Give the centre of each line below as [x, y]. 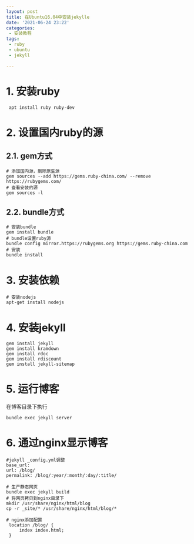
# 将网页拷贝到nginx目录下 [35, 498]
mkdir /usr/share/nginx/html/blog [48, 503]
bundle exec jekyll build [38, 492]
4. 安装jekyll [36, 328]
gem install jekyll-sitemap [41, 364]
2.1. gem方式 [29, 156]
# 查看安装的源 [22, 188]
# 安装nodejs [21, 298]
